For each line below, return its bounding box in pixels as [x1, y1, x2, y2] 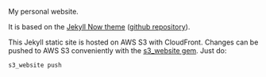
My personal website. [8, 7, 79, 16]
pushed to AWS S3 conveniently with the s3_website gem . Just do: [8, 46, 227, 55]
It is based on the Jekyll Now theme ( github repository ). [8, 22, 191, 31]
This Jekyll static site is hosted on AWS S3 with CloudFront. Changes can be [8, 37, 259, 47]
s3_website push [8, 61, 62, 69]
